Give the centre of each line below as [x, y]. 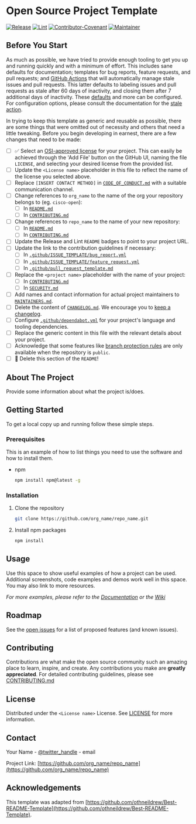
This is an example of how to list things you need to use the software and [94, 452]
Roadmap [24, 616]
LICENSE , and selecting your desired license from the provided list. [94, 164]
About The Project [40, 377]
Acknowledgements [44, 788]
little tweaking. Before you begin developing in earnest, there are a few [91, 133]
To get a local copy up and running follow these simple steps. [80, 424]
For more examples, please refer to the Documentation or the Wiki [86, 597]
